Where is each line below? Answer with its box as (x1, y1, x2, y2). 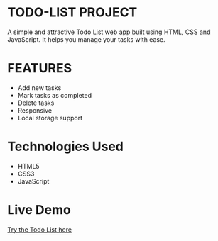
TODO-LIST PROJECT (7, 4, 138, 21)
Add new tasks (17, 83, 62, 92)
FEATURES (7, 60, 72, 77)
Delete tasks (17, 99, 55, 107)
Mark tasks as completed (17, 91, 92, 99)
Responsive (17, 106, 52, 114)
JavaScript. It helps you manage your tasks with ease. (7, 35, 165, 43)
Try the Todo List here (7, 225, 72, 234)
